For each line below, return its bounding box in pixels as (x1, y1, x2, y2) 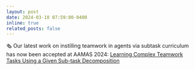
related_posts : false (6, 25, 61, 32)
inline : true (6, 20, 39, 26)
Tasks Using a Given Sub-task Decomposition (6, 57, 120, 65)
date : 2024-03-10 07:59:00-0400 (6, 14, 87, 20)
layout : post (6, 8, 39, 15)
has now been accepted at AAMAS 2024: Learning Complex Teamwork (6, 51, 184, 58)
